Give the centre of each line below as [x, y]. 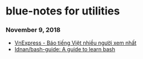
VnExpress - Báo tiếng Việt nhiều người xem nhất [75, 43]
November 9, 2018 [33, 30]
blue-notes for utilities [63, 11]
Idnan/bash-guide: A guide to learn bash [65, 49]
